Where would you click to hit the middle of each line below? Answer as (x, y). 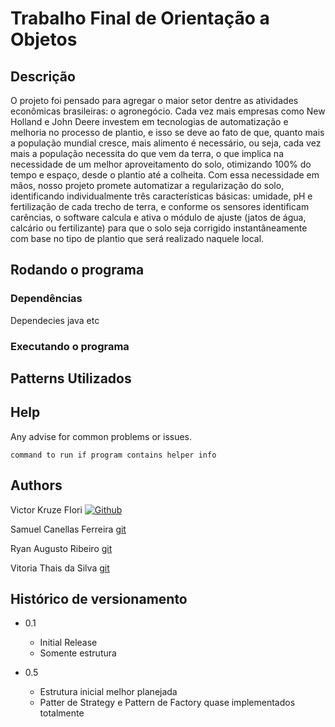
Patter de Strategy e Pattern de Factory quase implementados (167, 703)
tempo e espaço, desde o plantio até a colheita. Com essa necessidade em (165, 175)
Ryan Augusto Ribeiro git (61, 548)
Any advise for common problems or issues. (101, 436)
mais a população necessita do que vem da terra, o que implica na (147, 153)
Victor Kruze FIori (46, 509)
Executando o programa (70, 346)
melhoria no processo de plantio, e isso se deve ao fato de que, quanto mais (167, 132)
